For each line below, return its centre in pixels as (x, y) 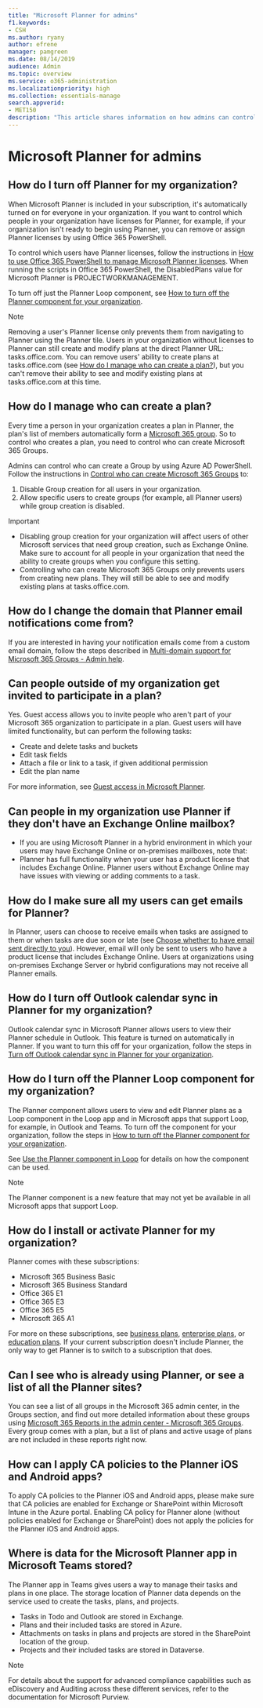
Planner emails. (33, 973)
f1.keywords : (29, 23)
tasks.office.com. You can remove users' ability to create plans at (113, 356)
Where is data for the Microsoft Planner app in (122, 1554)
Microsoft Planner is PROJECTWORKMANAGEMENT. (93, 277)
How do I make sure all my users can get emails (126, 901)
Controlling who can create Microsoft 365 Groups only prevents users (132, 569)
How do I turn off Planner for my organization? (123, 185)
